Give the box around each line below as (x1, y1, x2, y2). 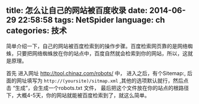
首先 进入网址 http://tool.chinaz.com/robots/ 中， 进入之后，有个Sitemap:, (6, 69, 186, 76)
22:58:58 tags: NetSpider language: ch (17, 15, 165, 25)
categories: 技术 (6, 26, 67, 36)
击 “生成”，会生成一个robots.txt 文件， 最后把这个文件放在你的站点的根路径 (6, 84, 190, 91)
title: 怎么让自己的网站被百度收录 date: (6, 5, 148, 16)
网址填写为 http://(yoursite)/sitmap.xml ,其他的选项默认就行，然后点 (16, 77, 189, 84)
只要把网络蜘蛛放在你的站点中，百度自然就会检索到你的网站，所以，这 (16, 49, 188, 57)
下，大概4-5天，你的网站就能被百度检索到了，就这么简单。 (6, 92, 150, 99)
